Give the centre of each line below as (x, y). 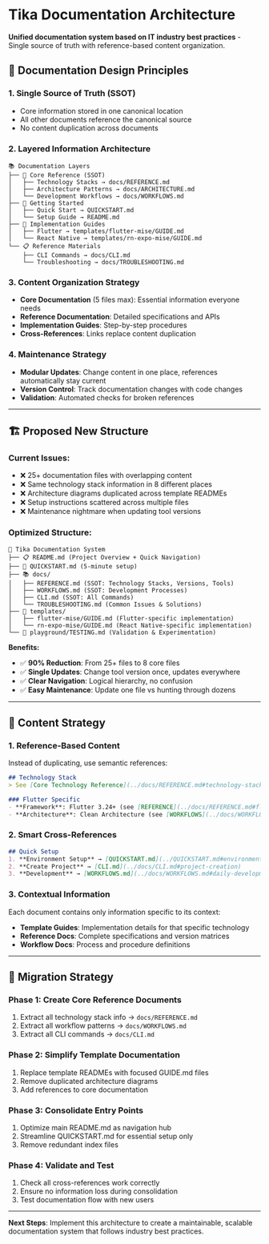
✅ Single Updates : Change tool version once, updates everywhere (130, 672)
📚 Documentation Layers (49, 166)
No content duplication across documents (89, 128)
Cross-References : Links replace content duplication (108, 334)
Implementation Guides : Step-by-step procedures (103, 325)
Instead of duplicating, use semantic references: (88, 763)
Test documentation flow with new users (87, 1200)
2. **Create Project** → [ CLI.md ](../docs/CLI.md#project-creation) (125, 866)
